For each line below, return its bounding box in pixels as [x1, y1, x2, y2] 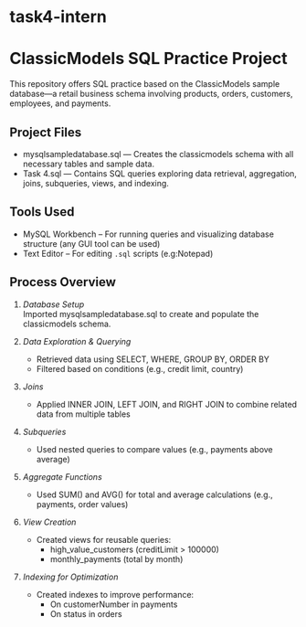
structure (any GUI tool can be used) [22, 238, 161, 249]
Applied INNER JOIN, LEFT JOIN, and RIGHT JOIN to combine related [36, 399, 298, 409]
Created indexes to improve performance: [36, 589, 195, 600]
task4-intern [9, 6, 108, 27]
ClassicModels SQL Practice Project [9, 48, 288, 69]
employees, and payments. [9, 98, 111, 109]
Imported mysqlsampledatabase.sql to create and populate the [22, 308, 259, 319]
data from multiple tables [36, 409, 131, 420]
